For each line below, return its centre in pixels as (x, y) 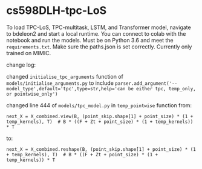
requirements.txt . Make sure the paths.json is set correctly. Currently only (99, 47)
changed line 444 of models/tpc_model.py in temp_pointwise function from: (99, 105)
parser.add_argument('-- (146, 83)
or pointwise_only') (32, 94)
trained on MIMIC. (29, 53)
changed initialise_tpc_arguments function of (65, 76)
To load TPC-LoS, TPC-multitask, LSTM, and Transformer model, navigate (99, 27)
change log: (21, 65)
